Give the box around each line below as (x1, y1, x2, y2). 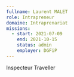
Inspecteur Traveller (6, 64, 55, 71)
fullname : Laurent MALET (6, 8, 68, 15)
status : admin (17, 42, 52, 48)
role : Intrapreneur (6, 14, 55, 20)
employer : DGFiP (17, 48, 58, 54)
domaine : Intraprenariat (6, 20, 68, 26)
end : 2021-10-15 (17, 36, 58, 42)
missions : (6, 25, 31, 32)
